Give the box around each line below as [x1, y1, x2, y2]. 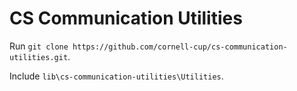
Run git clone [9, 40, 69, 52]
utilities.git [9, 52, 69, 62]
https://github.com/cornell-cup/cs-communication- [72, 42, 288, 52]
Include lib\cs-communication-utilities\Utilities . [9, 70, 224, 82]
